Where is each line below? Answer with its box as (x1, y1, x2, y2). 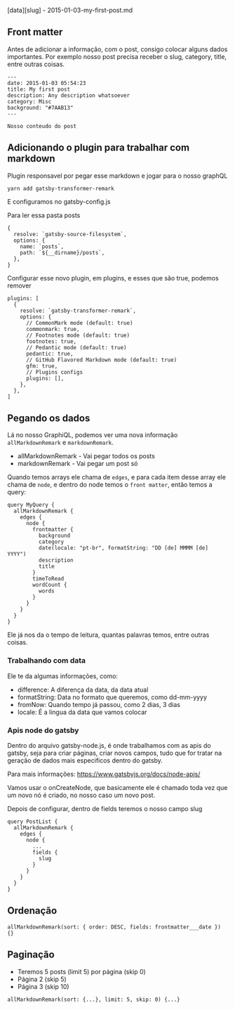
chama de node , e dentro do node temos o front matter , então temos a (7, 481, 213, 489)
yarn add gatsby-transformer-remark (7, 185, 114, 192)
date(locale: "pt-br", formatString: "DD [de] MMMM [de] (38, 545, 209, 552)
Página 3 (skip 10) (17, 982, 69, 990)
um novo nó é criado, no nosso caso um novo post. (7, 791, 156, 800)
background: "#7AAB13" (7, 104, 74, 111)
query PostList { (7, 818, 58, 825)
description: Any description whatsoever (7, 91, 130, 99)
